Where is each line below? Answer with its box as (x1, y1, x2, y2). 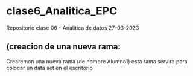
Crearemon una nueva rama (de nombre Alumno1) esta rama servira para (6, 57, 188, 65)
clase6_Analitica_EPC (6, 4, 118, 18)
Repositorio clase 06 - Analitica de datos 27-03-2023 (6, 24, 139, 31)
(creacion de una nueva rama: (6, 42, 121, 52)
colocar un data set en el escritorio (6, 64, 93, 71)
